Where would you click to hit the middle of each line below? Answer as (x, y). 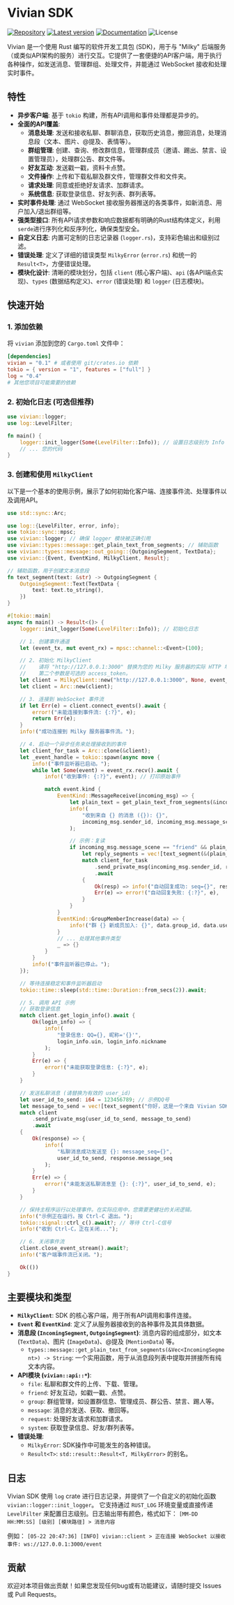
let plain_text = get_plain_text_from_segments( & (143, 802)
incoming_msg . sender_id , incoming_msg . (140, 822)
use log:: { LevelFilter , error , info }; (63, 525)
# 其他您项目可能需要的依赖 (42, 382)
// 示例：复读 (87, 841)
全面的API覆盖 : (39, 124)
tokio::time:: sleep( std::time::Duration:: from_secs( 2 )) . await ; (114, 990)
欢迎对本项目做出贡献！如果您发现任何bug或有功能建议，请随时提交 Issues (114, 1586)
